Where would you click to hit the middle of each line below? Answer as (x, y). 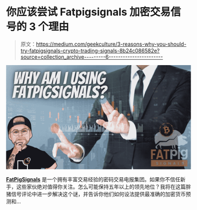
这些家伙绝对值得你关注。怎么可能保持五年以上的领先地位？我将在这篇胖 (103, 187)
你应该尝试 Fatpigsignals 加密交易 (89, 12)
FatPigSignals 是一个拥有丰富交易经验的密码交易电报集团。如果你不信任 (93, 179)
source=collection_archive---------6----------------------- (91, 57)
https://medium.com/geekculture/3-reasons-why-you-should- (111, 44)
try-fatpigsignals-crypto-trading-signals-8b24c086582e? (90, 50)
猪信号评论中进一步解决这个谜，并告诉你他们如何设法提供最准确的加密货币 (96, 194)
